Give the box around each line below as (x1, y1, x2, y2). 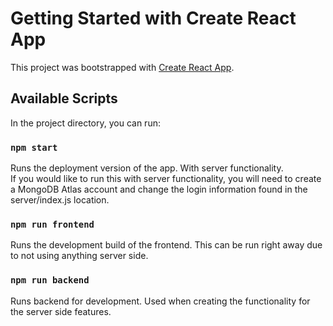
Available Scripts (10, 90, 118, 107)
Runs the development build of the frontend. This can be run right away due (10, 239, 323, 251)
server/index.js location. (10, 194, 110, 206)
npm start (10, 142, 58, 153)
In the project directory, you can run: (10, 117, 161, 129)
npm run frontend (10, 218, 95, 230)
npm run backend (10, 275, 90, 286)
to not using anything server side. (10, 250, 149, 262)
